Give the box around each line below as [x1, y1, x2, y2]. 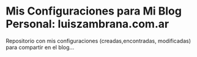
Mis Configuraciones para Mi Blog [6, 4, 182, 18]
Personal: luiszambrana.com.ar [6, 17, 169, 31]
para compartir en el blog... [6, 44, 75, 51]
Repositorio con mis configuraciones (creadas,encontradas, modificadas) [6, 37, 191, 44]
